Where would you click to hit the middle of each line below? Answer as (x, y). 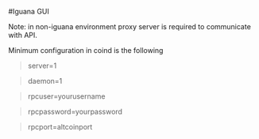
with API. (23, 35)
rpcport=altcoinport (60, 127)
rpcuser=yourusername (66, 96)
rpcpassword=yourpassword (75, 111)
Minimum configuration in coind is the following (86, 50)
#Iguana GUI (29, 11)
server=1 (42, 66)
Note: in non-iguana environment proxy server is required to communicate (130, 26)
